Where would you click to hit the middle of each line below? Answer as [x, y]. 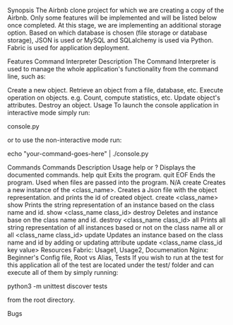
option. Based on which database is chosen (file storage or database [107, 32]
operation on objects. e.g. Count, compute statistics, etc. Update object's [114, 97]
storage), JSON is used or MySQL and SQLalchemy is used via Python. [110, 40]
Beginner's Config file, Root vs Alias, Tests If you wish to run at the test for [115, 258]
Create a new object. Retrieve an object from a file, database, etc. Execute [115, 90]
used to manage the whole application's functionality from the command [113, 69]
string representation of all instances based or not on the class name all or [115, 227]
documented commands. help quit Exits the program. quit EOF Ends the [111, 175]
